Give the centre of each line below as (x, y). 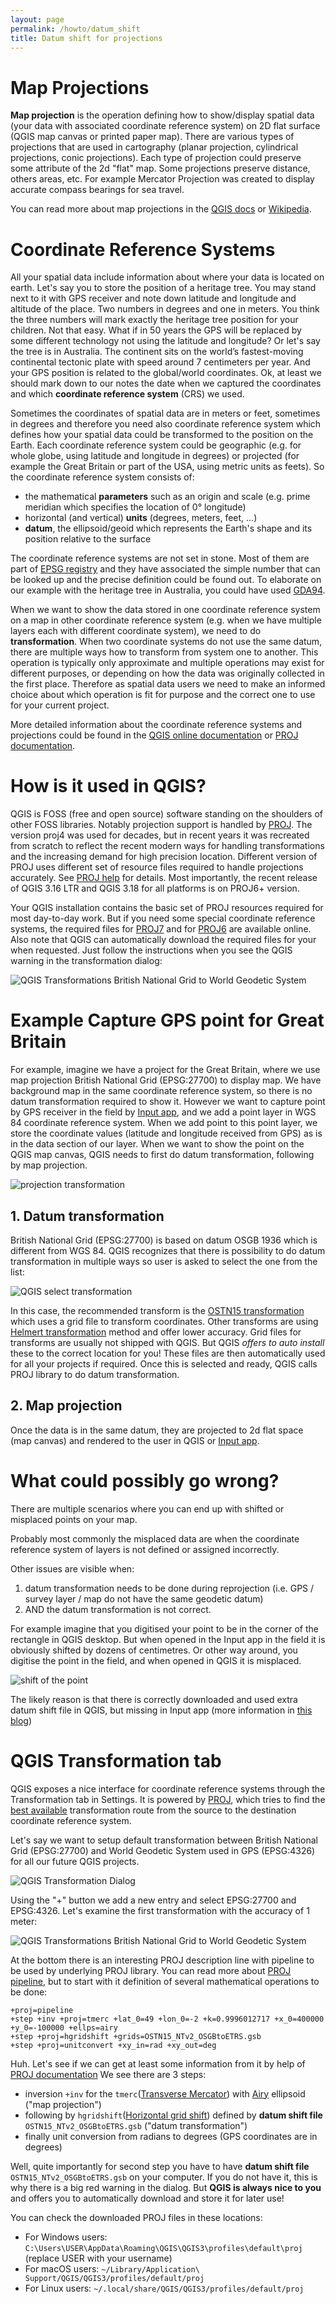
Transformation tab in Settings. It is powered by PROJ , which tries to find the (168, 1799)
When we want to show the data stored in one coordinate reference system (165, 610)
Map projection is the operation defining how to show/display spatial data (162, 115)
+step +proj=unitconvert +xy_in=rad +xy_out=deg (113, 2045)
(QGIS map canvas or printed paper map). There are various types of (152, 137)
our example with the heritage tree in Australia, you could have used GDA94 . (168, 590)
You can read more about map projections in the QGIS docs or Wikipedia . (161, 209)
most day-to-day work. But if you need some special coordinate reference (163, 918)
